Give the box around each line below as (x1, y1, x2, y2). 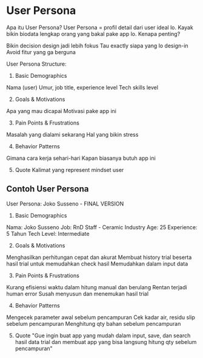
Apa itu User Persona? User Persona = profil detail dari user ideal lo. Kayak (6, 24, 194, 31)
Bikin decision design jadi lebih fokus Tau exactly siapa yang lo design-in (6, 42, 189, 49)
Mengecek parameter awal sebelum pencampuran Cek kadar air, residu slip (6, 314, 195, 321)
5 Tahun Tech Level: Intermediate (6, 230, 90, 237)
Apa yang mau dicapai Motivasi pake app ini (6, 107, 117, 114)
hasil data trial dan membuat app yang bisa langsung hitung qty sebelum (15, 338, 197, 345)
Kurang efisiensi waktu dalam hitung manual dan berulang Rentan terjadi (6, 283, 187, 291)
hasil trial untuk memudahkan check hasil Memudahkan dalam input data (6, 260, 188, 267)
